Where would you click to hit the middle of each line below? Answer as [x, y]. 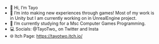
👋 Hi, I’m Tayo [24, 8]
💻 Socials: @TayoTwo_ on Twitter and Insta [54, 29]
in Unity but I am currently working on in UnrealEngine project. [73, 18]
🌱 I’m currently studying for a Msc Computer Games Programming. [78, 23]
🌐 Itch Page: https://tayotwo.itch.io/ [46, 36]
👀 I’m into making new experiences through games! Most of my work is [82, 13]
